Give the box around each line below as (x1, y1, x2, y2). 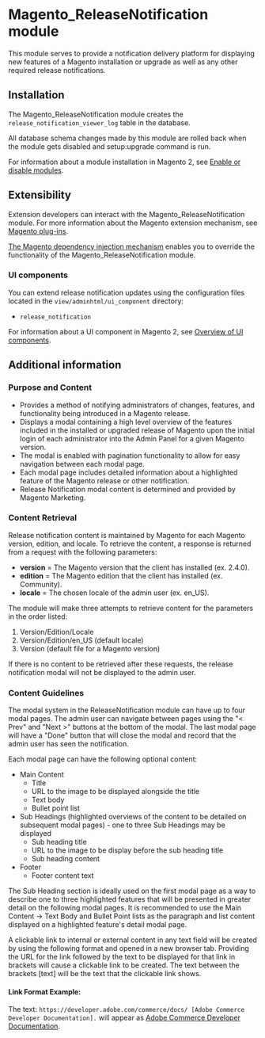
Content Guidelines (8, 687, 85, 698)
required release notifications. (8, 65, 106, 74)
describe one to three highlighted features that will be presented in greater (8, 895, 252, 904)
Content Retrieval (8, 513, 78, 524)
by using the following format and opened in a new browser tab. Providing (8, 944, 249, 953)
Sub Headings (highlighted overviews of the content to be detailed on (19, 812, 247, 822)
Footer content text (31, 871, 94, 880)
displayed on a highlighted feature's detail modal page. (8, 920, 187, 929)
